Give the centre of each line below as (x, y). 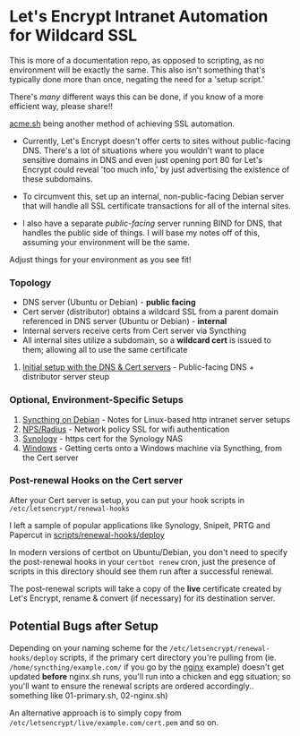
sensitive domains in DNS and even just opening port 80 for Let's (142, 159)
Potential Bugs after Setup (84, 626)
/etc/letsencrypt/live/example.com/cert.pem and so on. (114, 722)
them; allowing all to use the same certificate (105, 350)
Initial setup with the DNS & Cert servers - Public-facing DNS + (138, 367)
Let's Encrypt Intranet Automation (139, 17)
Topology (30, 282)
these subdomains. (57, 179)
